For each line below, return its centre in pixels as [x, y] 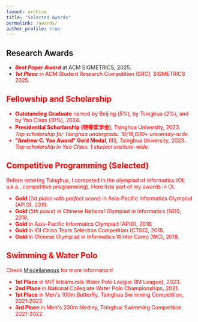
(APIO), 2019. [31, 205]
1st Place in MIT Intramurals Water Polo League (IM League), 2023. [98, 282]
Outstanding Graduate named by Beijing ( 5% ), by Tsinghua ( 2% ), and [102, 113]
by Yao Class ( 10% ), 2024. [48, 120]
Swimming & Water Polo [52, 255]
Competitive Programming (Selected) [77, 166]
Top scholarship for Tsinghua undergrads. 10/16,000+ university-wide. [102, 134]
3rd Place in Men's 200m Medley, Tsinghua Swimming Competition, [99, 307]
